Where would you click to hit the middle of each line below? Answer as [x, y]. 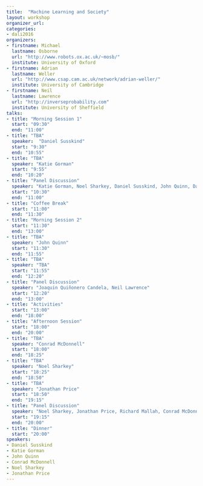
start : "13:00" [31, 310]
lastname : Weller [34, 74]
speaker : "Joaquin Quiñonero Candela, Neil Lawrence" [81, 287]
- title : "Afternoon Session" [44, 321]
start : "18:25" [31, 372]
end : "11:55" [28, 254]
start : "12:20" [31, 293]
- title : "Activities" [35, 304]
